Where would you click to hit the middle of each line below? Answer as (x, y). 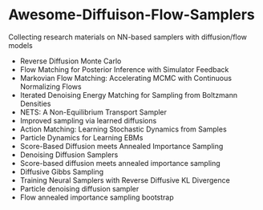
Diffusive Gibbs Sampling (62, 172)
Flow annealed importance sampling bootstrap (97, 197)
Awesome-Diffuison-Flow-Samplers (131, 15)
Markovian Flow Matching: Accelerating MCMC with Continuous (126, 78)
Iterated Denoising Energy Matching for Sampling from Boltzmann (129, 95)
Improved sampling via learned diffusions (88, 120)
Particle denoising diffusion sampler (79, 188)
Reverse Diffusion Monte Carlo (71, 61)
